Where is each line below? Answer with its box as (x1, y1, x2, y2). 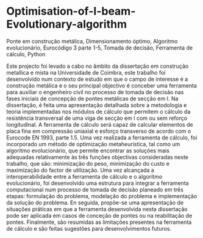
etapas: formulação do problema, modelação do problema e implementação (6, 192, 198, 199)
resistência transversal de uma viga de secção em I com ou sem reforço (6, 114, 188, 122)
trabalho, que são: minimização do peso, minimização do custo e (6, 160, 169, 167)
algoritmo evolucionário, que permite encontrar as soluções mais (6, 147, 169, 154)
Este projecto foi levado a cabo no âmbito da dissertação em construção (6, 62, 189, 70)
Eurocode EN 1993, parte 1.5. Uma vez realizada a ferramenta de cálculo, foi (6, 133, 198, 141)
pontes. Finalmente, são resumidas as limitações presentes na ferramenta (6, 218, 192, 226)
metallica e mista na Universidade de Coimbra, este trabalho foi (6, 69, 166, 76)
